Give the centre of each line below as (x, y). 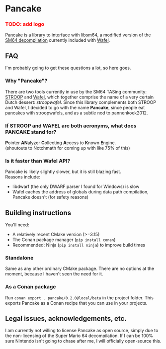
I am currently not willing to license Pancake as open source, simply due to (82, 331)
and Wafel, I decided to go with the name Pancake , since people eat (75, 107)
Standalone (19, 258)
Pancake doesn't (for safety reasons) (50, 197)
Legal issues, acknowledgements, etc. (66, 318)
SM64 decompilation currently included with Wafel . (58, 40)
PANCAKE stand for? (31, 132)
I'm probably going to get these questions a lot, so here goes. (68, 68)
